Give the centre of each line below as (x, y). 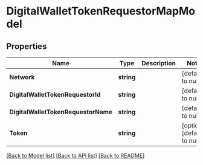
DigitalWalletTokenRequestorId (55, 95)
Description (159, 63)
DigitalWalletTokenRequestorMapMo (101, 11)
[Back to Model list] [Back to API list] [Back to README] (76, 156)
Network (22, 77)
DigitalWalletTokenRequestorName (61, 112)
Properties (27, 46)
